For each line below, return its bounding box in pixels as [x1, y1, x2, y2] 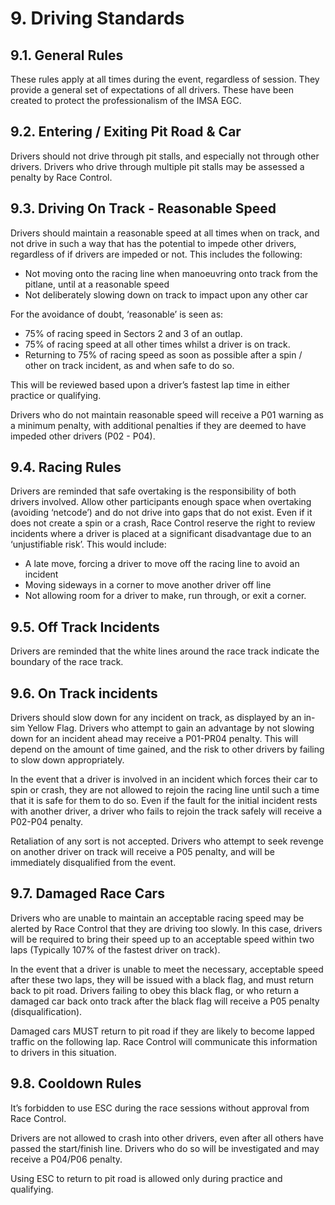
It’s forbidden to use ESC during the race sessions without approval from [10, 1102, 310, 1114]
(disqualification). [10, 1005, 83, 1017]
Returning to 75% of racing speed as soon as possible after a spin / [24, 348, 303, 361]
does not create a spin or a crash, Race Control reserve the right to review [10, 517, 316, 529]
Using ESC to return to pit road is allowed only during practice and [10, 1172, 283, 1184]
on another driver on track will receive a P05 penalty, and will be [10, 846, 275, 858]
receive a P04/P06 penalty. [10, 1153, 123, 1165]
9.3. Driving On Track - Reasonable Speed [10, 200, 277, 217]
